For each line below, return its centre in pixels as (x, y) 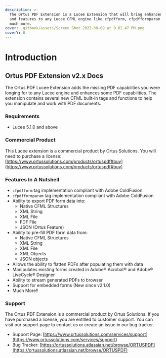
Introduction (31, 57)
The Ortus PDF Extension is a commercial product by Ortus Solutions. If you (82, 314)
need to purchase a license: (33, 156)
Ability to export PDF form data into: (49, 201)
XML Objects (33, 253)
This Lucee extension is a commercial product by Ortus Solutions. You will (81, 151)
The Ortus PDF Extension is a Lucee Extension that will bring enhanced (86, 14)
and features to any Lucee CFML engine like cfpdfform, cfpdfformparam (85, 19)
